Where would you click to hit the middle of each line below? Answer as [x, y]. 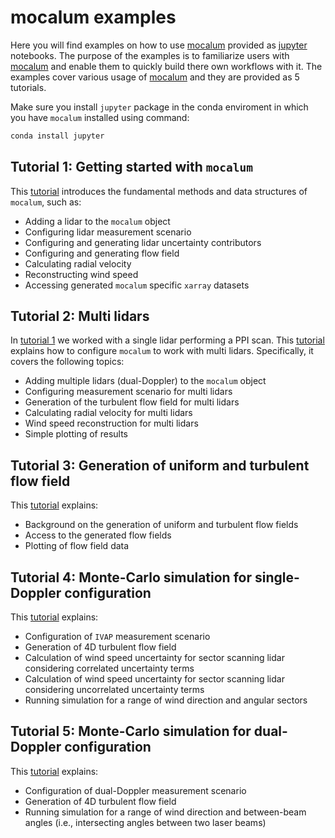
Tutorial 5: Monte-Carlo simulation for [131, 731]
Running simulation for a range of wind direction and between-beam [165, 812]
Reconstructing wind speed [81, 274]
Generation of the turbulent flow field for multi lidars [132, 402]
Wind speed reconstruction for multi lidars [111, 423]
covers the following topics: [67, 362]
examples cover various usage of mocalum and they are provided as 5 [155, 77]
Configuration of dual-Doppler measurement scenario [135, 790]
